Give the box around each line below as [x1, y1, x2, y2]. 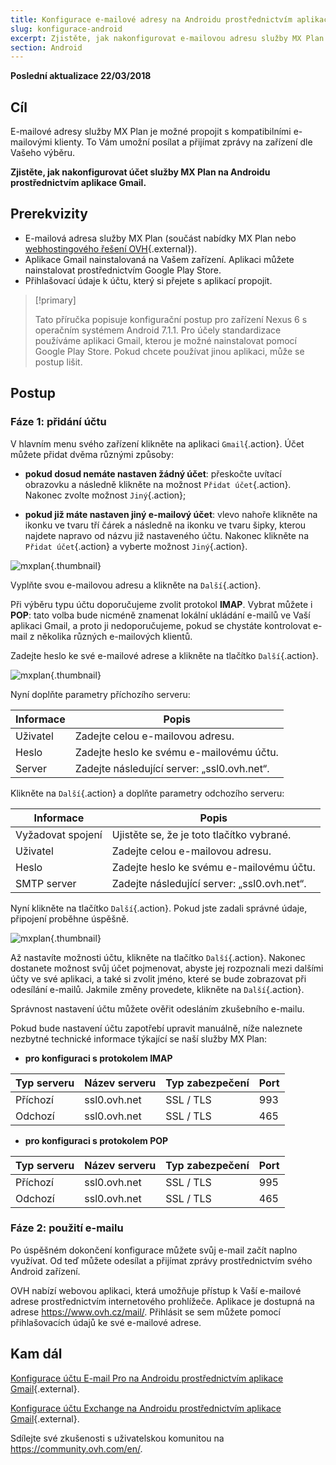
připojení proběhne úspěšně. [10, 912, 130, 925]
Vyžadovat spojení [15, 827, 103, 841]
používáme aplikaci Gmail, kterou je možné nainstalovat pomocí [34, 334, 297, 346]
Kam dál [10, 1346, 63, 1363]
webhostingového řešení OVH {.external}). [24, 242, 198, 255]
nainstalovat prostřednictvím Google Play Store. [24, 264, 222, 276]
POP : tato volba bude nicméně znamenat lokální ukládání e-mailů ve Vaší [10, 609, 311, 621]
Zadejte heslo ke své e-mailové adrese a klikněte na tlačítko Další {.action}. [10, 649, 319, 661]
